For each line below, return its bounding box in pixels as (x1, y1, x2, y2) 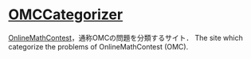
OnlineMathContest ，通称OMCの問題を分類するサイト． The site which (8, 33, 243, 42)
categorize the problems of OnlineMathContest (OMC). (8, 41, 189, 51)
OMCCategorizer (8, 6, 124, 24)
